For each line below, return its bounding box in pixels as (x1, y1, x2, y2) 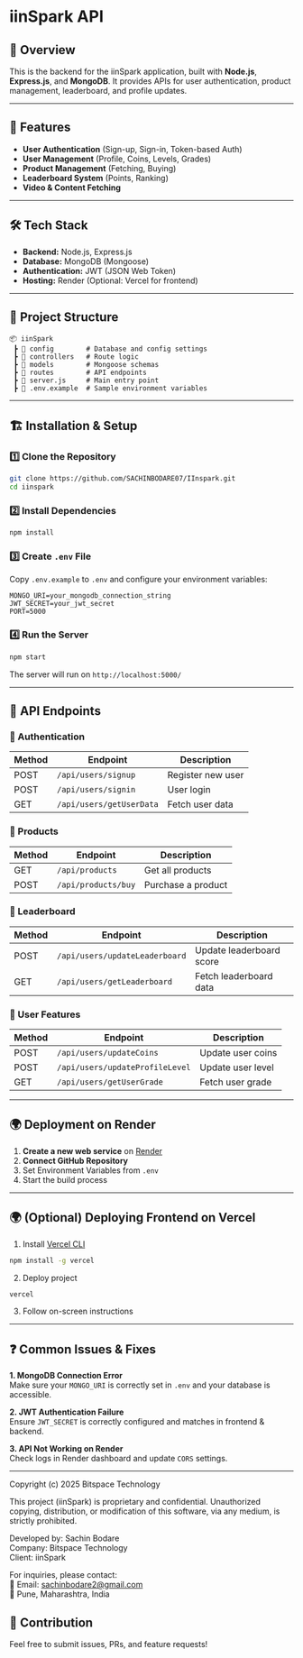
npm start (9, 652, 47, 662)
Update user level (199, 1061, 275, 1074)
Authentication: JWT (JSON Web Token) (22, 265, 177, 276)
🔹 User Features (9, 1008, 81, 1021)
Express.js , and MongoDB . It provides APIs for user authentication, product (9, 76, 291, 87)
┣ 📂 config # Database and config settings (13, 344, 207, 353)
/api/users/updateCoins (57, 1048, 160, 1058)
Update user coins (199, 1047, 278, 1059)
